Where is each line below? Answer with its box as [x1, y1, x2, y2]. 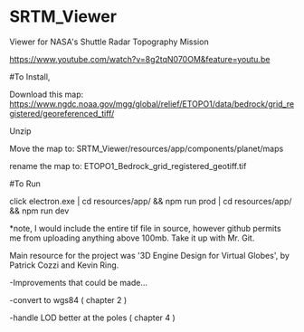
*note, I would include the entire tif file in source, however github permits [9, 223, 282, 233]
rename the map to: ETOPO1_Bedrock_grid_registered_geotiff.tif [9, 160, 247, 171]
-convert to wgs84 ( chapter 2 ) [9, 294, 128, 305]
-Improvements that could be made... [9, 277, 147, 288]
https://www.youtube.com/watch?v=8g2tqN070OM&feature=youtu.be [9, 53, 271, 64]
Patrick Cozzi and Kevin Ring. [9, 260, 119, 270]
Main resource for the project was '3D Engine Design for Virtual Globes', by [9, 250, 290, 261]
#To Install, [9, 71, 51, 82]
